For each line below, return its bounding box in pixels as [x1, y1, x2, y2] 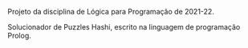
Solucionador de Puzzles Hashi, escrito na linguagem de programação [7, 22, 241, 31]
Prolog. [7, 31, 31, 40]
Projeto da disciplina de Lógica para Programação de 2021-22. [7, 7, 214, 16]
